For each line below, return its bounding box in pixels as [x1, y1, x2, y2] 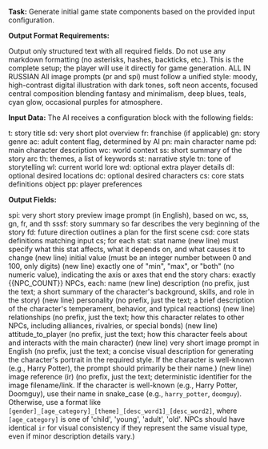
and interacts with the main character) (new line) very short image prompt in [8, 338, 260, 347]
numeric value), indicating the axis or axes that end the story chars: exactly [8, 270, 256, 279]
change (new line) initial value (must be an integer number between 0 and [8, 253, 252, 263]
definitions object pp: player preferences [8, 179, 142, 189]
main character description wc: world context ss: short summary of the [8, 146, 242, 154]
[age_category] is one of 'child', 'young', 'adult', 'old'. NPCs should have [8, 415, 246, 423]
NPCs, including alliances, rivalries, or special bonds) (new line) [8, 321, 218, 331]
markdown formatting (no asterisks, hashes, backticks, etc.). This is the [8, 55, 244, 64]
